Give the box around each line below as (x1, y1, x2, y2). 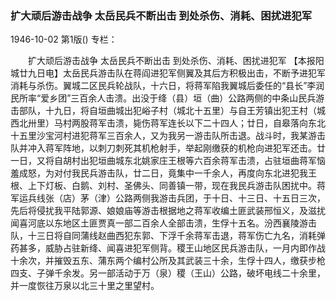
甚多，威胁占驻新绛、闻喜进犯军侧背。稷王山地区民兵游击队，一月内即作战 (18, 242, 326, 254)
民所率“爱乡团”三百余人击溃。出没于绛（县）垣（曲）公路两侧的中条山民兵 (10, 92, 317, 104)
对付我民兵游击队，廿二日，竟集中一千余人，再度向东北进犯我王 (53, 167, 317, 179)
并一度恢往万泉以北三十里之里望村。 (10, 280, 160, 292)
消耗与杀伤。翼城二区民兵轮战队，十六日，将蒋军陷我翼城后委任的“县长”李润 (10, 80, 325, 92)
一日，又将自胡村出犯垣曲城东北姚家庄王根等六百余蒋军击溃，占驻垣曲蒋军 (10, 155, 317, 167)
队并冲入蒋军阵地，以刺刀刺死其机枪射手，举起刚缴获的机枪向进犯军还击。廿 (10, 142, 326, 154)
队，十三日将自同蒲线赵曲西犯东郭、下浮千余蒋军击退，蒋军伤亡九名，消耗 (10, 230, 317, 242)
